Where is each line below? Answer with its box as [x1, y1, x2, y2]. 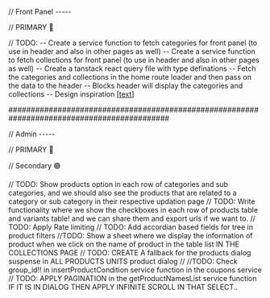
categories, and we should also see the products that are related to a [8, 188, 237, 197]
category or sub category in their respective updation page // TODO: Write [8, 197, 255, 206]
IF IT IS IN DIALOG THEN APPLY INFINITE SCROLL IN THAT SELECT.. [8, 282, 238, 292]
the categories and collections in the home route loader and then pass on [8, 72, 252, 81]
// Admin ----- [8, 129, 56, 139]
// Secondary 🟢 [8, 161, 61, 170]
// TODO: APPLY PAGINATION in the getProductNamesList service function [8, 274, 257, 283]
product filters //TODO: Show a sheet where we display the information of [8, 231, 253, 240]
